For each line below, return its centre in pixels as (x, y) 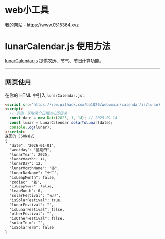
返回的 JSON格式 (20, 136)
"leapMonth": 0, (26, 191)
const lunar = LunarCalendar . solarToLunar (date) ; (61, 123)
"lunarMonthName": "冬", (35, 168)
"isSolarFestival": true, (36, 200)
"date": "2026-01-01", (33, 145)
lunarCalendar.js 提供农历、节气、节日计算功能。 (55, 61)
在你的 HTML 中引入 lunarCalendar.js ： (46, 95)
